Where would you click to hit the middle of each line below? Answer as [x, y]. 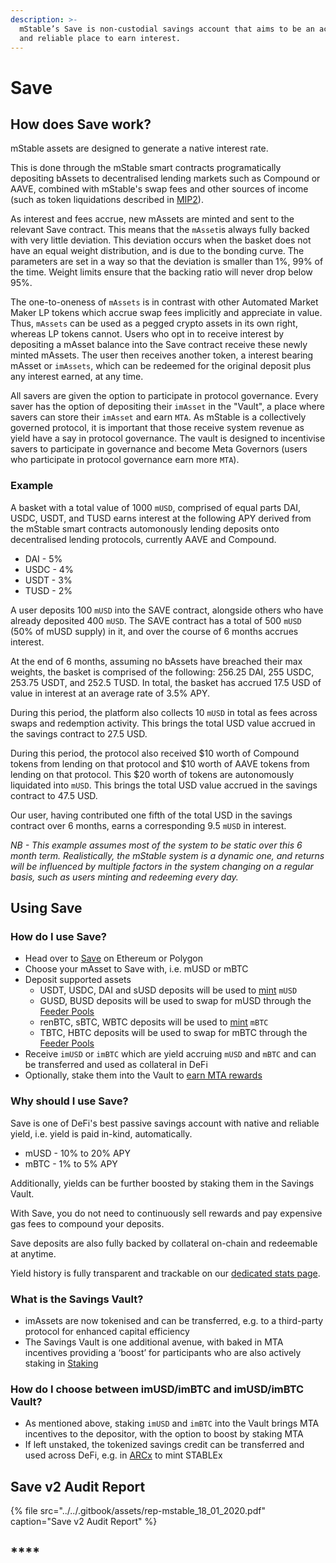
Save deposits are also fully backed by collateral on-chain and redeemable [164, 1243]
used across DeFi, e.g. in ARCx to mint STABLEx [123, 1455]
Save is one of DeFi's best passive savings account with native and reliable [165, 1123]
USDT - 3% [48, 580]
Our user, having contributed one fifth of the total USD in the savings [151, 815]
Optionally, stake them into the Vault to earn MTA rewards [143, 1075]
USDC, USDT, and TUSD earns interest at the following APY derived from [161, 518]
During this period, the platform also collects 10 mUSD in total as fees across [164, 712]
